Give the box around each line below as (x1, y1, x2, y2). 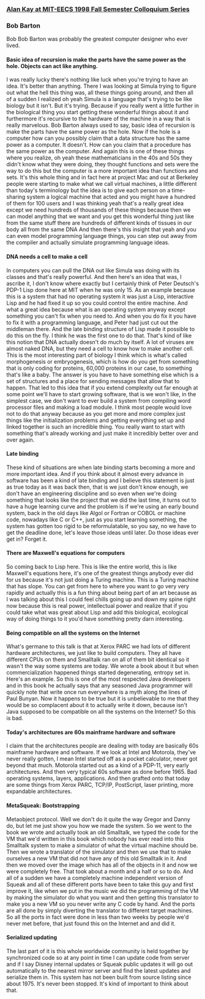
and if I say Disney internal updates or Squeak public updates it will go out (6, 960, 193, 968)
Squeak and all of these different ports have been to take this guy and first (6, 881, 194, 888)
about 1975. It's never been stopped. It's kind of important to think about (6, 980, 188, 987)
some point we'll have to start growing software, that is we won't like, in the (6, 390, 196, 397)
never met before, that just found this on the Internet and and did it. (6, 919, 176, 927)
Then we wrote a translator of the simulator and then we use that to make (6, 848, 192, 855)
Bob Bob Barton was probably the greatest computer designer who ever (6, 36, 188, 43)
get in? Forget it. (6, 535, 48, 543)
